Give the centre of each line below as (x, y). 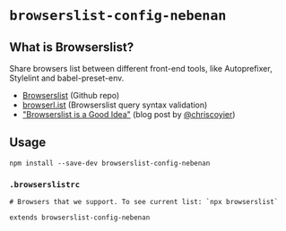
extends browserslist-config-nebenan (80, 218)
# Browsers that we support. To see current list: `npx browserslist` (144, 202)
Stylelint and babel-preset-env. (67, 78)
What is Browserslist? (72, 47)
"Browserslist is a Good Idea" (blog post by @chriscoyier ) (129, 114)
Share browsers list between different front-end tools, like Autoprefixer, (141, 68)
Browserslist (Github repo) (71, 95)
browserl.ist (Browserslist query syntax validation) (115, 105)
